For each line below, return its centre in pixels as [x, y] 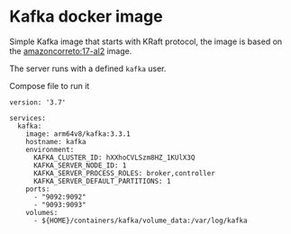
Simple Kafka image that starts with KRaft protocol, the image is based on [146, 41]
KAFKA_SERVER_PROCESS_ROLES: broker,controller [124, 173]
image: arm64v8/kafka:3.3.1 [78, 134]
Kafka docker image [86, 17]
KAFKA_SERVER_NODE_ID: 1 [80, 165]
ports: [38, 189]
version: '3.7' [38, 102]
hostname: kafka [56, 141]
